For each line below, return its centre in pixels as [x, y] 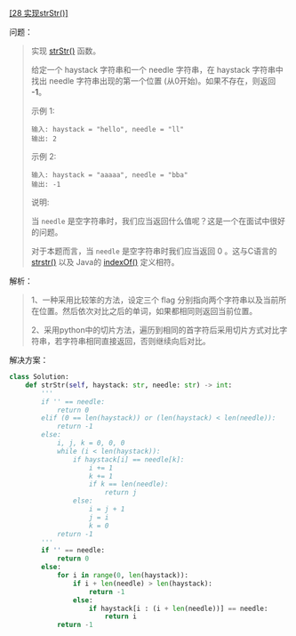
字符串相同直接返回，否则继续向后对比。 [136, 341]
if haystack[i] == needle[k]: [128, 459]
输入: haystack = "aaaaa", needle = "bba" [109, 175]
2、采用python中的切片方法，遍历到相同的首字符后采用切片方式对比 [155, 330]
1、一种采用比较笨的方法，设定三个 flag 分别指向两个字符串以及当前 [155, 300]
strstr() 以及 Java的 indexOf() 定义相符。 [105, 262]
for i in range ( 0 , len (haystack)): [123, 576]
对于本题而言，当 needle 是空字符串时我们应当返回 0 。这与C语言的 [154, 251]
